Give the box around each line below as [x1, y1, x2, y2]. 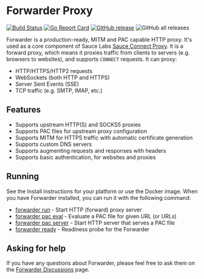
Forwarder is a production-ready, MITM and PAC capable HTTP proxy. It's [6, 36, 192, 43]
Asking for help [6, 243, 66, 253]
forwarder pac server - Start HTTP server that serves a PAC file [15, 219, 175, 226]
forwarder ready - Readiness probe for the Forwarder [15, 225, 150, 233]
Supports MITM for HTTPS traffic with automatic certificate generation [15, 134, 193, 141]
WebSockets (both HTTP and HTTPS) [15, 74, 110, 81]
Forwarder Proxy [6, 4, 93, 18]
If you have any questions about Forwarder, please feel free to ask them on [6, 259, 195, 267]
